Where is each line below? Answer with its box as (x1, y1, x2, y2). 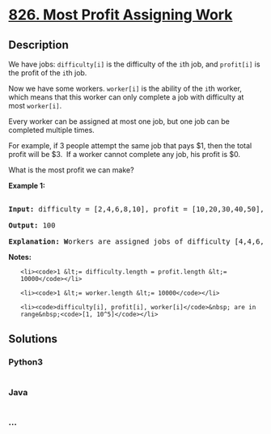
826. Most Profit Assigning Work (8, 6, 233, 24)
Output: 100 (8, 221, 56, 230)
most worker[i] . (8, 101, 62, 110)
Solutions (8, 332, 58, 346)
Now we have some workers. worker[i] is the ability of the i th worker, (8, 83, 243, 93)
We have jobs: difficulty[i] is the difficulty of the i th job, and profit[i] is (8, 59, 260, 69)
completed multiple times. (8, 126, 95, 134)
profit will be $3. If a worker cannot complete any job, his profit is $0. (8, 150, 241, 159)
